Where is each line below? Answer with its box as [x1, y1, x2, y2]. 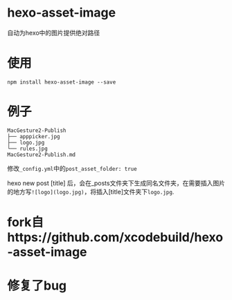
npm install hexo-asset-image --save [7, 78, 116, 86]
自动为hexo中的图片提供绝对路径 [7, 28, 100, 37]
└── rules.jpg [7, 145, 48, 152]
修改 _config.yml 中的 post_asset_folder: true [7, 164, 137, 172]
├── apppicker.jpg [7, 133, 60, 140]
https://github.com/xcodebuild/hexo [7, 229, 224, 245]
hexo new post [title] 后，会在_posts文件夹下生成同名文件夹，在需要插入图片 [7, 178, 225, 187]
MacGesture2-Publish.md [7, 151, 76, 158]
